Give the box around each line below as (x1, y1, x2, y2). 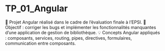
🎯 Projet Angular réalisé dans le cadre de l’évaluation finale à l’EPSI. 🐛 (5, 19, 147, 25)
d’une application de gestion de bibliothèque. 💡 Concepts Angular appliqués (5, 29, 161, 35)
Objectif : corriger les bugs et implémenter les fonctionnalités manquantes (5, 24, 157, 30)
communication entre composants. (5, 40, 76, 46)
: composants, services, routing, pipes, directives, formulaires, (5, 35, 132, 41)
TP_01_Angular (5, 3, 68, 14)
